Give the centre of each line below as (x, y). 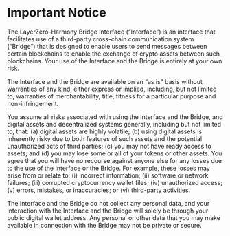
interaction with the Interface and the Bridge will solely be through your (108, 211)
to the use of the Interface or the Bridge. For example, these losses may (109, 168)
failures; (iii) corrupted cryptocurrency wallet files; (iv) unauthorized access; (115, 182)
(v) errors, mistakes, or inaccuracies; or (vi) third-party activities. (99, 190)
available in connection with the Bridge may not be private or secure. (104, 225)
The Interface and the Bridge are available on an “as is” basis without (105, 81)
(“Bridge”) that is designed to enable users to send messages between (107, 46)
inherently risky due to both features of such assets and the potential (105, 138)
